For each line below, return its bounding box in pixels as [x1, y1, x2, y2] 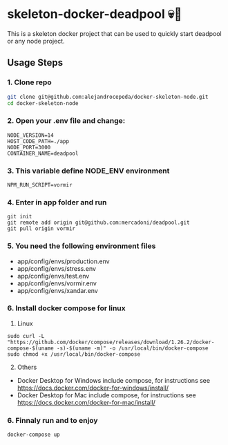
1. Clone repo [7, 77, 52, 87]
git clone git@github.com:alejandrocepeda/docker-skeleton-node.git [7, 93, 209, 100]
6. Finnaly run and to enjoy [7, 415, 98, 425]
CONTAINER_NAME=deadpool [7, 150, 79, 157]
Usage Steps [7, 57, 64, 68]
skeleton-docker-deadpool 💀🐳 [7, 6, 182, 22]
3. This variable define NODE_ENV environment [7, 166, 170, 176]
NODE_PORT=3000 [7, 144, 51, 151]
